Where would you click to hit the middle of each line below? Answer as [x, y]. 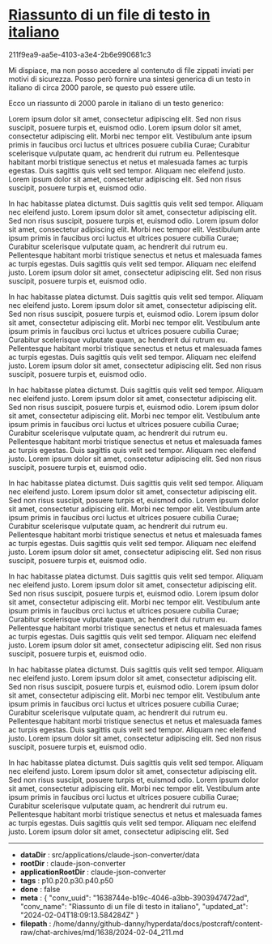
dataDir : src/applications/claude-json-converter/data [110, 854]
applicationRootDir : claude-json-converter [93, 872]
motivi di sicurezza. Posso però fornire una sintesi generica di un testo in [130, 79]
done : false [40, 889]
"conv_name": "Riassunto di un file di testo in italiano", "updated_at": [134, 906]
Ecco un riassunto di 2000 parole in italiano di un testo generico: [116, 103]
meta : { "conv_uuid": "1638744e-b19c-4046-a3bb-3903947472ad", [134, 898]
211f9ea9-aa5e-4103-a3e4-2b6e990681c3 [80, 54]
